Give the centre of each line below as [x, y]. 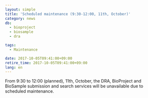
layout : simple [20, 9]
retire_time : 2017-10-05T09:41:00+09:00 [46, 63]
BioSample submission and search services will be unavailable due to [74, 86]
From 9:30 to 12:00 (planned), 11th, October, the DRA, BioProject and [73, 81]
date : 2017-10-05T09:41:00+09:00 [39, 58]
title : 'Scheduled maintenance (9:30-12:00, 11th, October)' [68, 14]
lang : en [14, 67]
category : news [20, 18]
